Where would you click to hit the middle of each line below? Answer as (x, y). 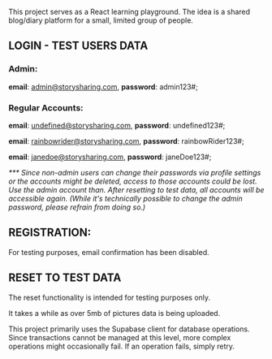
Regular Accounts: (46, 107)
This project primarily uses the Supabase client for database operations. (129, 329)
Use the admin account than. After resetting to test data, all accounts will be (136, 189)
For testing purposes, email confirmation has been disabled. (109, 252)
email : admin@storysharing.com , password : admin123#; (104, 87)
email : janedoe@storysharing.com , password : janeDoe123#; (110, 157)
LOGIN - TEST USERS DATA (78, 46)
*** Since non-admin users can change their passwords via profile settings (135, 172)
